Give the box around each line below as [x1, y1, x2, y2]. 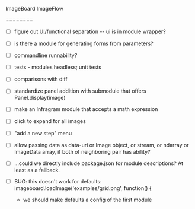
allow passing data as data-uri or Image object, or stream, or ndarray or [14, 141, 189, 148]
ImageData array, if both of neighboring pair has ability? [14, 148, 151, 155]
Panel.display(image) [14, 94, 66, 102]
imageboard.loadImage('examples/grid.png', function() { [14, 184, 152, 192]
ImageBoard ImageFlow [5, 5, 63, 12]
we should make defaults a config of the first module [23, 196, 152, 203]
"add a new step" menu [14, 129, 72, 137]
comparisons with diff [14, 75, 68, 83]
